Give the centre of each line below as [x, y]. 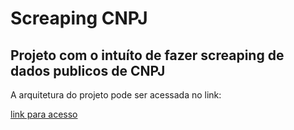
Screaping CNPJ [79, 18]
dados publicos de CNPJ [88, 70]
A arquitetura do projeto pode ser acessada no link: [116, 95]
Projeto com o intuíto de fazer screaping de [147, 55]
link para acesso [44, 114]
